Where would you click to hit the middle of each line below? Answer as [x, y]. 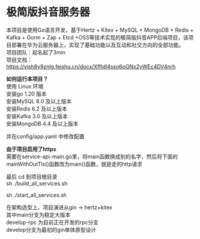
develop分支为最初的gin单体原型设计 [51, 229]
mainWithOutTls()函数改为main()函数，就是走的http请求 [74, 164]
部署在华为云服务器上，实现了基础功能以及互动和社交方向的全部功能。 [97, 45]
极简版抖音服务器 [48, 12]
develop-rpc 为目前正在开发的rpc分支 [53, 222]
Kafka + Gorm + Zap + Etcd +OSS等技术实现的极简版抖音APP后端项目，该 [98, 37]
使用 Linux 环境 [25, 86]
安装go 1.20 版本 [26, 94]
